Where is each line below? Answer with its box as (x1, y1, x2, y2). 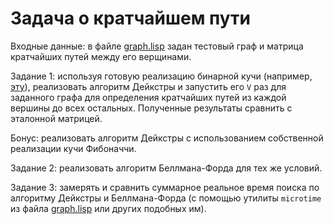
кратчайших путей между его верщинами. (10, 50, 192, 62)
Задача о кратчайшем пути (10, 7, 251, 30)
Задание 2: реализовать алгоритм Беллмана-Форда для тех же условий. (10, 162, 323, 174)
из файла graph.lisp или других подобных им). (10, 202, 207, 214)
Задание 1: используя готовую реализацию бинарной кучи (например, (10, 70, 313, 82)
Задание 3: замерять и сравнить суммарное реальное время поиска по (10, 181, 320, 193)
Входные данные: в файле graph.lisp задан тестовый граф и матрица (10, 40, 304, 52)
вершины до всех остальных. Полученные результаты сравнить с (10, 102, 293, 114)
